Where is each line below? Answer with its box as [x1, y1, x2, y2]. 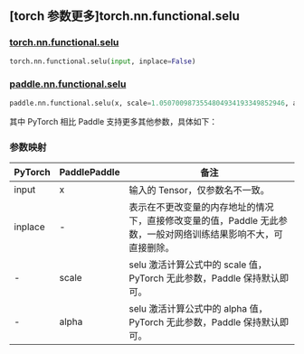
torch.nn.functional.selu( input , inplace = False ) [9, 57, 196, 66]
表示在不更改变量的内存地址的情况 [128, 201, 274, 214]
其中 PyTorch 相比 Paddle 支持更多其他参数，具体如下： [9, 116, 218, 126]
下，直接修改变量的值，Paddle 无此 [128, 215, 279, 228]
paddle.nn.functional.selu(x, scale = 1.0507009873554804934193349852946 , [9, 98, 290, 107]
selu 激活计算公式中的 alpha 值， [128, 303, 269, 315]
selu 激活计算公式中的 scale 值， [128, 258, 268, 271]
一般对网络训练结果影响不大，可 [147, 228, 283, 241]
